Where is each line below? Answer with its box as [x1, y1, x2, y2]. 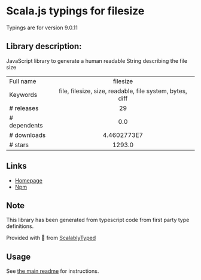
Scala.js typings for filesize [6, 4, 145, 18]
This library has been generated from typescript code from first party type [6, 217, 190, 224]
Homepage [14, 176, 43, 184]
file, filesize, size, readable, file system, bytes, [59, 87, 187, 95]
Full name [9, 77, 37, 85]
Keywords [9, 90, 38, 99]
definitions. [6, 223, 34, 230]
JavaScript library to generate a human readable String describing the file [6, 57, 187, 64]
